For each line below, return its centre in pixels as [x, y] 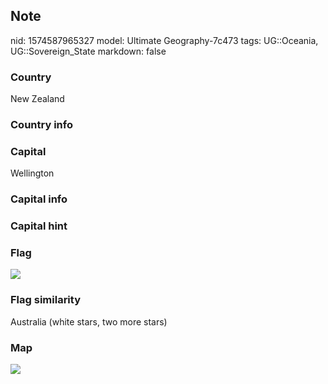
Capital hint [39, 226]
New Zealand [37, 99]
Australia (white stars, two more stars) [89, 321]
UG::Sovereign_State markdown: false [88, 51]
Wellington [32, 173]
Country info [41, 125]
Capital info [39, 199]
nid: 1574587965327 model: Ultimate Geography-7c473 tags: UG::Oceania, [164, 40]
